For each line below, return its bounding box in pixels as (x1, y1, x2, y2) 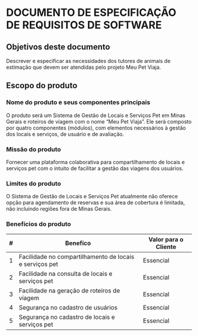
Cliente (156, 242, 177, 251)
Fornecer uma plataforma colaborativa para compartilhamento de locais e (6, 158, 185, 165)
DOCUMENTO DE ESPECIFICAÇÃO (6, 6, 177, 19)
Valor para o (148, 235, 184, 244)
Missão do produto (6, 145, 61, 153)
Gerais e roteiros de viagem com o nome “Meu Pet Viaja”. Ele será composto (6, 118, 192, 125)
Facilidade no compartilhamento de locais (18, 252, 134, 261)
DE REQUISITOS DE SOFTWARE (6, 18, 162, 32)
